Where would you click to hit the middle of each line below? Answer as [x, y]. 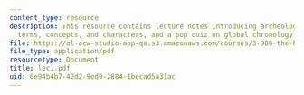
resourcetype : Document [54, 60]
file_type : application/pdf [62, 52]
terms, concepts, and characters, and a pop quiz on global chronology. [157, 34]
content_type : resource [54, 18]
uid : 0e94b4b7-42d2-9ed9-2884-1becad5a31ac [93, 77]
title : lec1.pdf [40, 69]
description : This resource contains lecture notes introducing [133, 26]
